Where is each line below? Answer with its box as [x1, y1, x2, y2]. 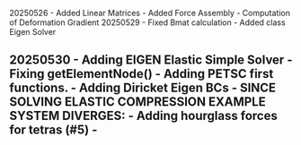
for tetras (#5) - [9, 123, 98, 138]
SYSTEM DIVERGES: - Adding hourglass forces [9, 108, 279, 124]
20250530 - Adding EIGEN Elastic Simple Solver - [9, 53, 293, 68]
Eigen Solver [9, 27, 57, 37]
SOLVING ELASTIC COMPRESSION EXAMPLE [9, 94, 267, 110]
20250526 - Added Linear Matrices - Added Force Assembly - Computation [9, 8, 290, 18]
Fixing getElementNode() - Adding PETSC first [9, 66, 274, 81]
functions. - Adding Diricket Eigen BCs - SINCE [9, 81, 277, 96]
